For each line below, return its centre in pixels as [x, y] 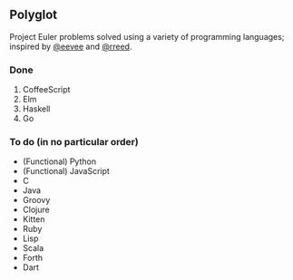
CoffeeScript [46, 90]
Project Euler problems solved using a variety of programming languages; [147, 36]
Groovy [36, 200]
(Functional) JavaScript [66, 171]
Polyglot [34, 15]
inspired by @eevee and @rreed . [71, 46]
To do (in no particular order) [74, 142]
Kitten [34, 219]
